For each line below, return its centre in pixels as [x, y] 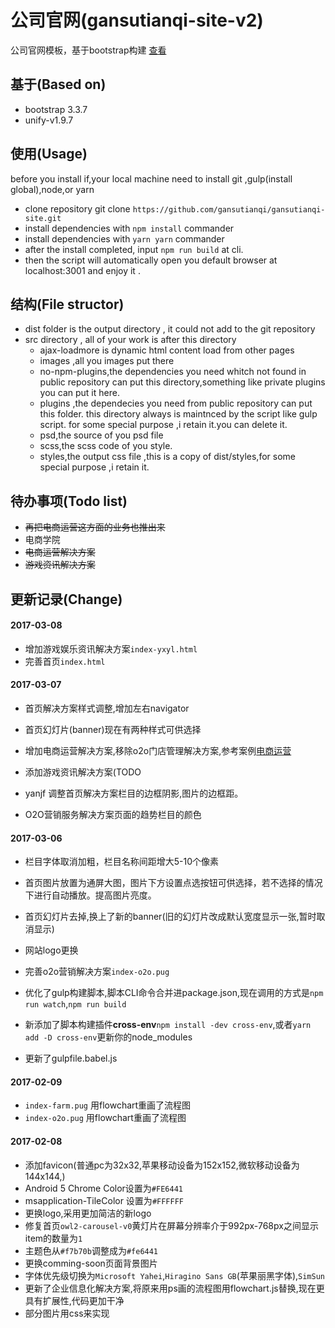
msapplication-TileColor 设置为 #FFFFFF [104, 1200]
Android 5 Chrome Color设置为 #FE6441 [103, 1188]
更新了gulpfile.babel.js [71, 1058]
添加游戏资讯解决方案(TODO [83, 772]
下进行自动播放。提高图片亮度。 [90, 895]
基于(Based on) [58, 84]
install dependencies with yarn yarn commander [124, 238]
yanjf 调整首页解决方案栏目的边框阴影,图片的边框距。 [134, 793]
